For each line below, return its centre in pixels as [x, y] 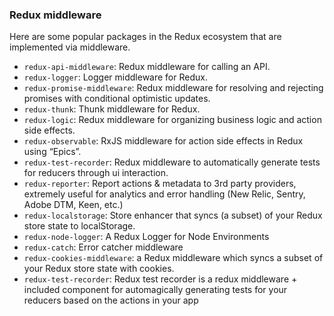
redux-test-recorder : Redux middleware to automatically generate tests [172, 162]
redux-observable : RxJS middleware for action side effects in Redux [163, 141]
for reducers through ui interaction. [96, 173]
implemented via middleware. [70, 47]
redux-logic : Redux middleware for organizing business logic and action [172, 120]
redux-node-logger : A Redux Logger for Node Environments [146, 237]
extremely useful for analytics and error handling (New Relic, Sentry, [164, 194]
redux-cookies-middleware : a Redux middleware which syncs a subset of [173, 258]
